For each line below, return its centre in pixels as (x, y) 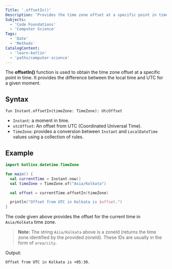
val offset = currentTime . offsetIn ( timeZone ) (59, 193)
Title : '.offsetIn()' (28, 10)
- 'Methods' (23, 44)
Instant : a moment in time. (41, 120)
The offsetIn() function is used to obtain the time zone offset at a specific (83, 72)
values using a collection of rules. (48, 137)
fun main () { (19, 174)
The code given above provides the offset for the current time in (73, 217)
